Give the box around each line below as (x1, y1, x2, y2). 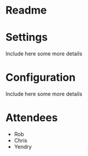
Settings (5, 31, 48, 44)
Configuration (5, 71, 76, 84)
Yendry (14, 143, 32, 150)
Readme (5, 4, 47, 17)
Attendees (5, 111, 58, 125)
